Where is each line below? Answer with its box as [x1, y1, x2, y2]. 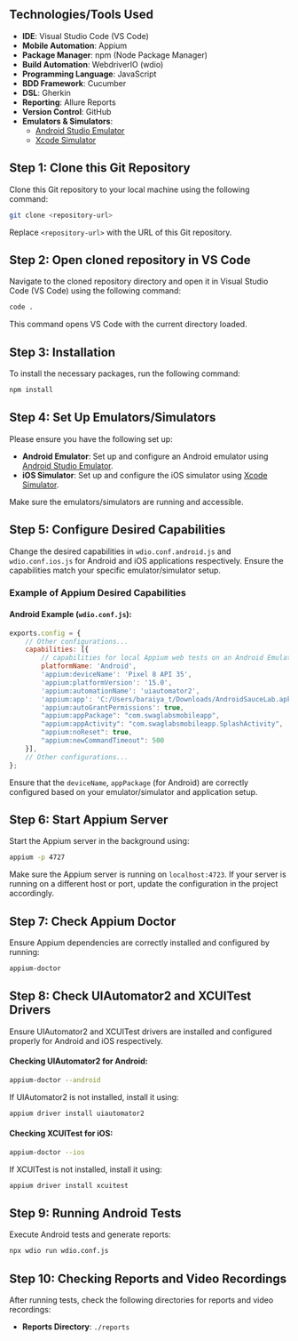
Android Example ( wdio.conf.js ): [9, 609, 132, 620]
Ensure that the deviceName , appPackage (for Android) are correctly [9, 777, 249, 788]
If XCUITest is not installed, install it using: [9, 1164, 162, 1175]
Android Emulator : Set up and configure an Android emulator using [21, 451, 269, 462]
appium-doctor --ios [9, 1147, 86, 1157]
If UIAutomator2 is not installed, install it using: [9, 1091, 179, 1102]
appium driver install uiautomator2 [9, 1109, 145, 1118]
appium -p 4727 [9, 853, 66, 862]
